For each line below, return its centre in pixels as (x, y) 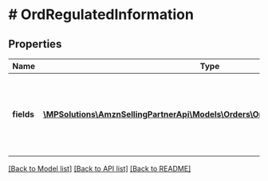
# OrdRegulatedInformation (101, 15)
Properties (35, 44)
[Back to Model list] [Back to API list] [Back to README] (100, 169)
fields (23, 114)
